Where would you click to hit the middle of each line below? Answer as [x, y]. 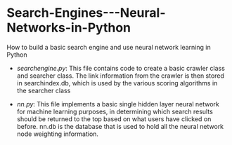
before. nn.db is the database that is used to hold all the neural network [120, 126]
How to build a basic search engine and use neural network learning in [109, 47]
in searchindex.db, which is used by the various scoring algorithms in [117, 83]
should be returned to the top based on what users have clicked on [114, 119]
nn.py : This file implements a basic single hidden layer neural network [118, 104]
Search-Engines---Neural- [86, 13]
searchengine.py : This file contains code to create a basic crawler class [121, 68]
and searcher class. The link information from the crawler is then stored [120, 76]
